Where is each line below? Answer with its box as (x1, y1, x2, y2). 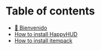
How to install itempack (14, 37, 73, 44)
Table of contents (5, 4, 96, 18)
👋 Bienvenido (14, 24, 47, 31)
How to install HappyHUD (14, 30, 78, 37)
